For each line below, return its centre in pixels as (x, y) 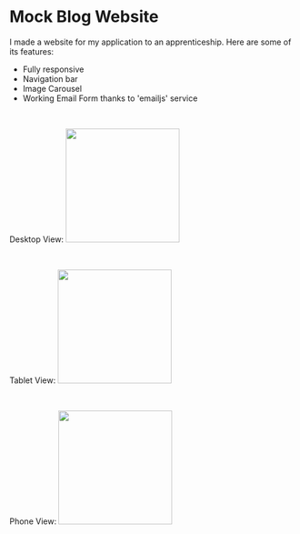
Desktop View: (37, 239)
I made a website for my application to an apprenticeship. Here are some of (150, 42)
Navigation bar (50, 78)
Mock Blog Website (84, 17)
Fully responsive (53, 69)
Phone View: (33, 521)
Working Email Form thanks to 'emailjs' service (110, 98)
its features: (32, 51)
